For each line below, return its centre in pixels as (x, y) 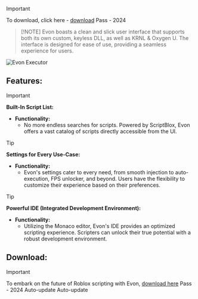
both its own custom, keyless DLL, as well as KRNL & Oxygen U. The (105, 38)
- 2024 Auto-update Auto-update (47, 289)
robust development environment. (65, 239)
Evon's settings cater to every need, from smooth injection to (99, 172)
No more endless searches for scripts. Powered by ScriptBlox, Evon (107, 125)
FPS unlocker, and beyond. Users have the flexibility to (117, 178)
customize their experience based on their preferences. (92, 185)
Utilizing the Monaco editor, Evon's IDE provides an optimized (99, 226)
